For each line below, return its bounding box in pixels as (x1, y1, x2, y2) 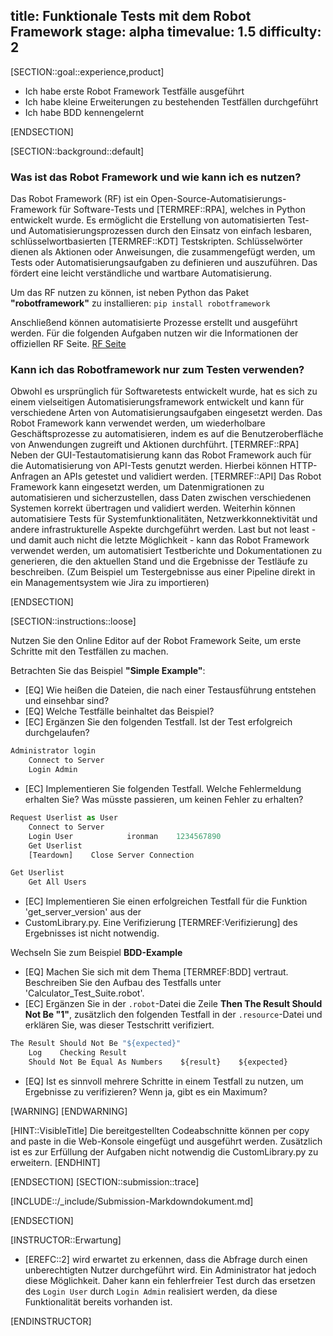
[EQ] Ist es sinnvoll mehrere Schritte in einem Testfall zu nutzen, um (24, 1075, 304, 1087)
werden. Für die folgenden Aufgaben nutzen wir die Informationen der (10, 327, 299, 339)
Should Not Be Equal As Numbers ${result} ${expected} (28, 1057, 288, 1067)
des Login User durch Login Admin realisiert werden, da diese (24, 1285, 278, 1297)
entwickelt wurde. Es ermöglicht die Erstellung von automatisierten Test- (10, 214, 310, 226)
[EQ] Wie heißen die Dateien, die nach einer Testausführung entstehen (24, 684, 317, 696)
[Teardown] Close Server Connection (28, 850, 195, 860)
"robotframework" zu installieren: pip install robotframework (10, 297, 271, 309)
